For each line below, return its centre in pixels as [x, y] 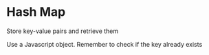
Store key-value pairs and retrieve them [63, 31]
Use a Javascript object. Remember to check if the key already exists [104, 44]
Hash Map [36, 12]
